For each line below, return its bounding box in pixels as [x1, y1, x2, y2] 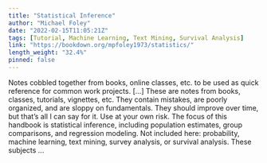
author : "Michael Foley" [8, 19, 91, 27]
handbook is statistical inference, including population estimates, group [8, 120, 243, 130]
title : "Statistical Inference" [8, 11, 116, 20]
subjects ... [8, 145, 45, 155]
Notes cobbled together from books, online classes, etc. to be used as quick [8, 77, 259, 87]
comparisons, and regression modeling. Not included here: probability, [8, 128, 240, 138]
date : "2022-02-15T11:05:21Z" [8, 26, 109, 34]
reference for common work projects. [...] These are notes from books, [8, 86, 241, 95]
